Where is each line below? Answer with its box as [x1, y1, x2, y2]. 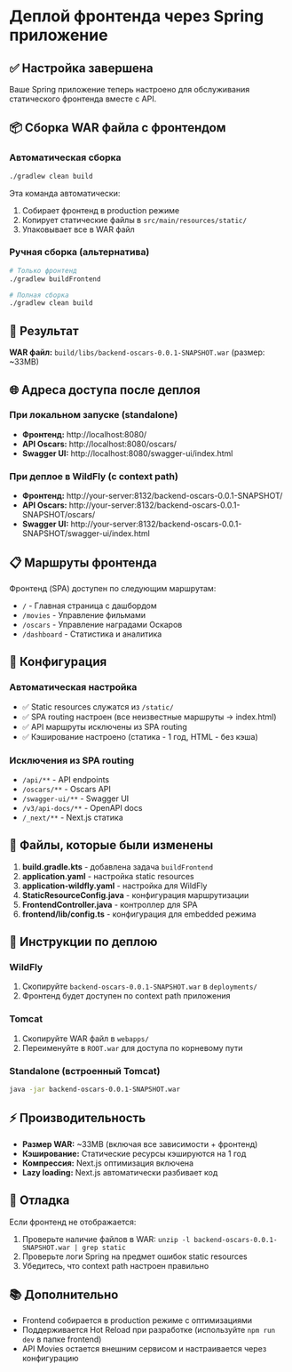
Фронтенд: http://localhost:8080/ [21, 429, 147, 439]
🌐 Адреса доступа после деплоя [9, 382, 201, 397]
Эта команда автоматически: [9, 188, 121, 198]
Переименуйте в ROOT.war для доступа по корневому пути [21, 1042, 243, 1053]
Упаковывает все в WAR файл [21, 224, 135, 235]
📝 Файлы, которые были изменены [9, 838, 214, 853]
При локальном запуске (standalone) [9, 409, 178, 421]
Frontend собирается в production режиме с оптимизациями [21, 1315, 253, 1326]
